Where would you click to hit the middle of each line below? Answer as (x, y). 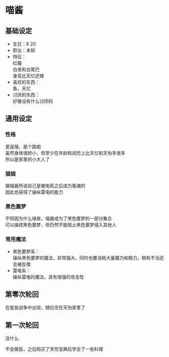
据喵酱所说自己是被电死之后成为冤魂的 (45, 186)
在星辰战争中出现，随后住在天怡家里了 (45, 308)
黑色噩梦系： (26, 251)
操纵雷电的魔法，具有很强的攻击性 (48, 277)
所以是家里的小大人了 (27, 159)
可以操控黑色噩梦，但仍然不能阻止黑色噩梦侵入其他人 (61, 225)
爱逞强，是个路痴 (23, 146)
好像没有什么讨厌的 (33, 101)
